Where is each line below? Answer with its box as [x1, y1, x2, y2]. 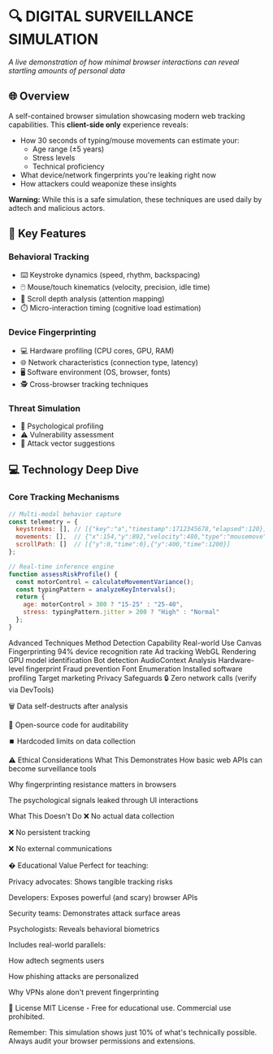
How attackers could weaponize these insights [19, 178, 177, 188]
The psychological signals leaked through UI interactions [8, 795, 199, 805]
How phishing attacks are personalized [8, 971, 139, 981]
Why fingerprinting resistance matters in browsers [8, 780, 177, 789]
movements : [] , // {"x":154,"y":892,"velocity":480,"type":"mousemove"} [15, 533, 271, 541]
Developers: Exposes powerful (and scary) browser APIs [8, 892, 198, 902]
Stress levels [32, 152, 76, 162]
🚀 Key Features [8, 226, 87, 241]
